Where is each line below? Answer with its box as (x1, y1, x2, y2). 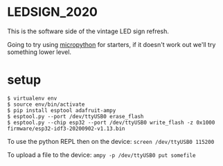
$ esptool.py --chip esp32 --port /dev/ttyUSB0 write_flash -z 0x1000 (7, 119, 215, 126)
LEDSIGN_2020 (7, 4, 98, 20)
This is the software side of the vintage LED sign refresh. (7, 27, 170, 35)
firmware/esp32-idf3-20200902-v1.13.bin (7, 125, 126, 132)
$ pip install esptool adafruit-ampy (7, 107, 116, 114)
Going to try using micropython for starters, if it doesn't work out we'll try (7, 40, 216, 48)
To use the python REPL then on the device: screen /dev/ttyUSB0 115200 (7, 137, 215, 145)
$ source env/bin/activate (7, 101, 85, 108)
